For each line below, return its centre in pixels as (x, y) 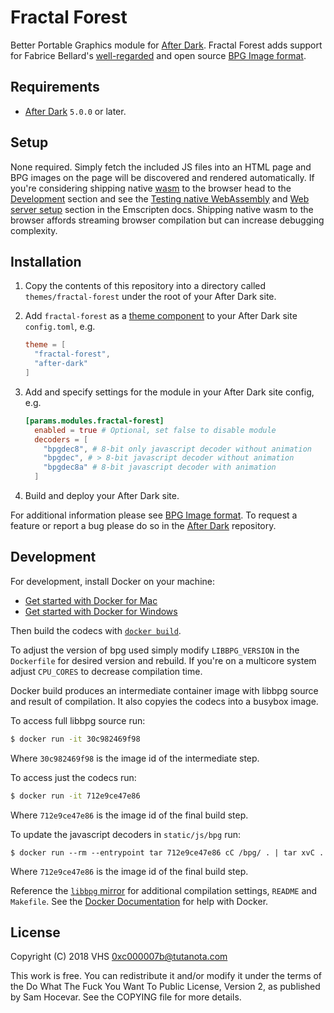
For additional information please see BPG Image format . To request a (154, 515)
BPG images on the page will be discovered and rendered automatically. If (162, 177)
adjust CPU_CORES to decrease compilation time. (106, 671)
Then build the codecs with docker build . (96, 630)
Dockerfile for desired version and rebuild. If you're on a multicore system (163, 660)
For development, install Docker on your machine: (112, 581)
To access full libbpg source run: (78, 720)
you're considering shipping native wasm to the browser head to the (151, 188)
